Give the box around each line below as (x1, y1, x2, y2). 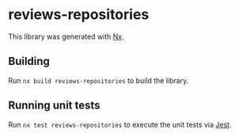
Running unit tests (8, 99, 101, 112)
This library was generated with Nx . (8, 32, 124, 41)
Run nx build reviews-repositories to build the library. (8, 75, 189, 85)
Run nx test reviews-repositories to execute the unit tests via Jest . (8, 120, 232, 129)
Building (8, 55, 50, 68)
